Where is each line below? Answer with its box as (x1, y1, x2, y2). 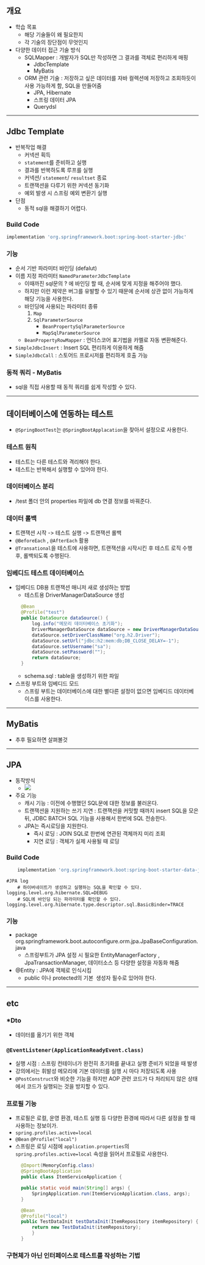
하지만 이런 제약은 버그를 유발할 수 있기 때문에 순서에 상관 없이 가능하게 (24, 288, 194, 295)
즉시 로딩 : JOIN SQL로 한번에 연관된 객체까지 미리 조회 (33, 829, 166, 837)
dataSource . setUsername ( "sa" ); (31, 643, 112, 649)
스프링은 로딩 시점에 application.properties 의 (15, 1143, 129, 1150)
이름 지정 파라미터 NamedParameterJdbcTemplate (15, 272, 131, 280)
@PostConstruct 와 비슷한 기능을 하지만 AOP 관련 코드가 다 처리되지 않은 (15, 1075, 187, 1082)
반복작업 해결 (15, 143, 47, 151)
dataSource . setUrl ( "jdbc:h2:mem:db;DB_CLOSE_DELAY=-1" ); (31, 638, 180, 644)
